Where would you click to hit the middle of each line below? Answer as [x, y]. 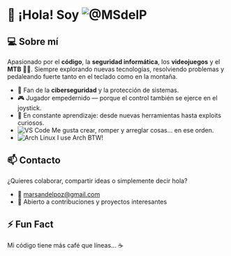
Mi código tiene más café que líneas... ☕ [65, 245]
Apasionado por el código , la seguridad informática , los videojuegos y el [114, 62]
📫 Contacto [34, 160]
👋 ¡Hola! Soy [43, 15]
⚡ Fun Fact [30, 224]
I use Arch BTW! [80, 137]
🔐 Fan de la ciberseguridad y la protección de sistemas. [98, 90]
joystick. [29, 108]
